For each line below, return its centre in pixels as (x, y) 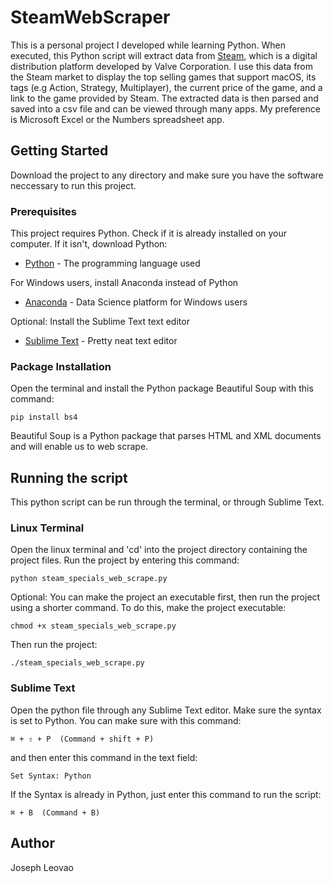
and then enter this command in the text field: (104, 757)
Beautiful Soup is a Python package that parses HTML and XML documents (166, 436)
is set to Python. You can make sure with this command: (126, 720)
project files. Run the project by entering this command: (125, 560)
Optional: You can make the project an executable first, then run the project (165, 597)
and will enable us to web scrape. (79, 447)
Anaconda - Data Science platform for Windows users (136, 302)
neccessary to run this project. (73, 185)
